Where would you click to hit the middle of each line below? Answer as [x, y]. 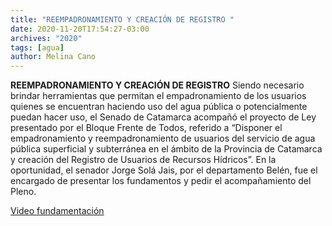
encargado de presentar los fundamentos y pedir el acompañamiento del [161, 181]
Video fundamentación [57, 211]
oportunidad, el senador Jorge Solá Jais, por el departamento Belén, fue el [164, 170]
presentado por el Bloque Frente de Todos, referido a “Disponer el [146, 128]
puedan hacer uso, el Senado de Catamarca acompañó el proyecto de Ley [163, 117]
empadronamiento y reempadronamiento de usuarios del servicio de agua [163, 138]
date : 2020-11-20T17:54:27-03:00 [80, 29]
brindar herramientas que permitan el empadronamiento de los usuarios [158, 96]
